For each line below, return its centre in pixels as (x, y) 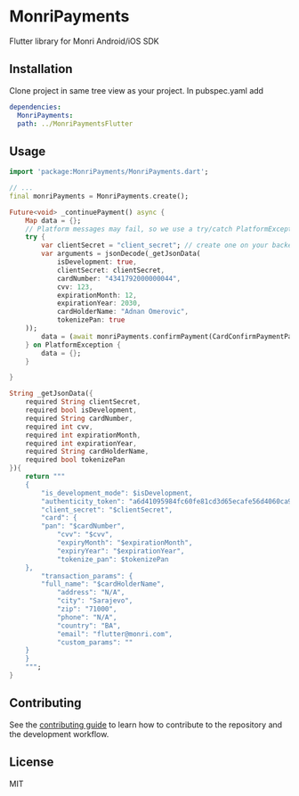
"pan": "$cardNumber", (83, 526)
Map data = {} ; (53, 220)
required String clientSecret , (83, 402)
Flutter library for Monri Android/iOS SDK (84, 41)
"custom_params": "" (95, 642)
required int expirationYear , (81, 443)
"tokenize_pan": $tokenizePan (113, 559)
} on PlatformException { (73, 345)
